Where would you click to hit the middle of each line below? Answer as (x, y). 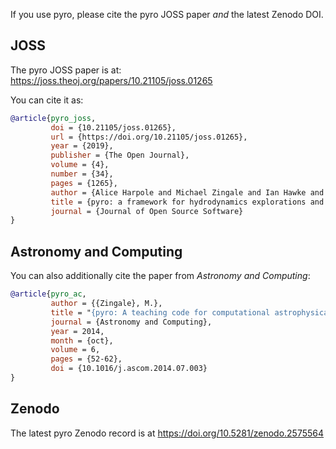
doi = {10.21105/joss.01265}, (113, 127)
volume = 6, (75, 350)
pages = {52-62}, (86, 359)
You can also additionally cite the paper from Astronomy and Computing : (160, 276)
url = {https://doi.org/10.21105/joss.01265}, (149, 137)
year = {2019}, (82, 146)
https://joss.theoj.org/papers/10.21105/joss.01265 (111, 80)
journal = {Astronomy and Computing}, (131, 322)
